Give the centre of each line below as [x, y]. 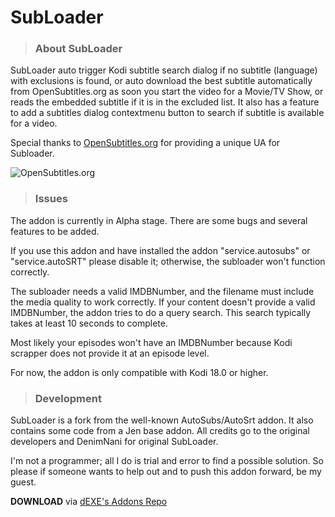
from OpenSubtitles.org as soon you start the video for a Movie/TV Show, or [167, 92]
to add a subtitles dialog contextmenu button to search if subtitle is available [167, 113]
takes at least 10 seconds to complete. [89, 323]
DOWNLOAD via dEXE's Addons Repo [89, 502]
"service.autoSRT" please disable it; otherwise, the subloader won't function [168, 261]
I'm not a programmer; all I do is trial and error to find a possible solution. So [167, 461]
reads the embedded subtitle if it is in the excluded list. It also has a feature [165, 102]
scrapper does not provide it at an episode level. [110, 353]
